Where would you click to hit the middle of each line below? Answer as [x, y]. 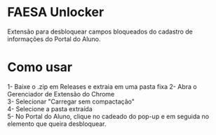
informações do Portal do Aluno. [54, 38]
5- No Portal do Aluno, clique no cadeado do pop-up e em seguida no [108, 116]
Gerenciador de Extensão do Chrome [61, 94]
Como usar [40, 67]
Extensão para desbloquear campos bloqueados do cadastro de [100, 31]
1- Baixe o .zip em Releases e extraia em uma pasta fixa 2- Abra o [102, 86]
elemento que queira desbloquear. [57, 124]
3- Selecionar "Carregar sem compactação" [71, 101]
